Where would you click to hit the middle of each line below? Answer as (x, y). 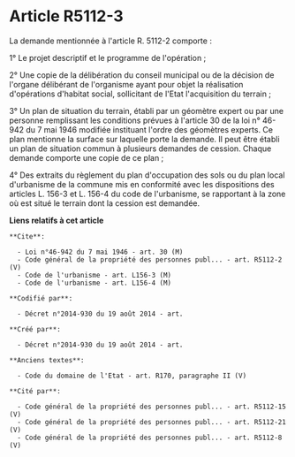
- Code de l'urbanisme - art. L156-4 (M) (95, 283)
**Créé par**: (35, 329)
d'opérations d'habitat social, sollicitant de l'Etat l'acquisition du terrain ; (140, 94)
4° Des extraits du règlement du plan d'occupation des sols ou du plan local (147, 175)
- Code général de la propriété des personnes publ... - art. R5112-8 (150, 438)
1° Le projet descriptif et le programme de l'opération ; (108, 57)
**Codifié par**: (41, 298)
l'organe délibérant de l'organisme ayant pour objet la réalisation (126, 84)
